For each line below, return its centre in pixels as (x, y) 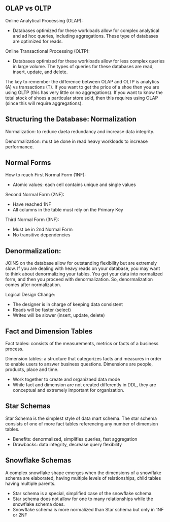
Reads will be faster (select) (42, 310)
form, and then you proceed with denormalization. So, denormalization (79, 280)
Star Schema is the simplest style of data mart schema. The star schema (81, 418)
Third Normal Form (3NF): (32, 220)
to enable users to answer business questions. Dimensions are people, (79, 364)
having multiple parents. (30, 483)
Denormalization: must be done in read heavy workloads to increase (77, 141)
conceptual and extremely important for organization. (68, 390)
